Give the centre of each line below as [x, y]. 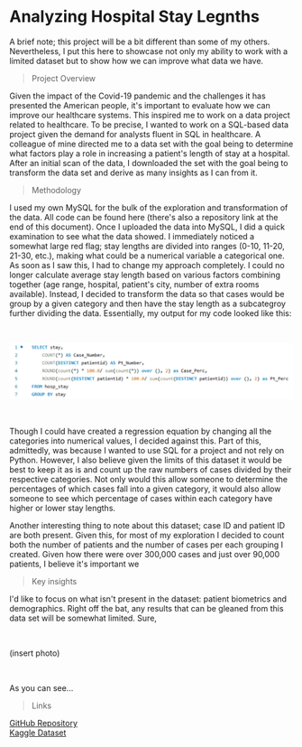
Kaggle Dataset [38, 733]
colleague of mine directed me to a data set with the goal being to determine [151, 144]
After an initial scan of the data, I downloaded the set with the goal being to [149, 163]
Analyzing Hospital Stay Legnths [134, 17]
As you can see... [41, 688]
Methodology [56, 190]
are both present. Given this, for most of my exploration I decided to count [147, 536]
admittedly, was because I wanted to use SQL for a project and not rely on [147, 451]
